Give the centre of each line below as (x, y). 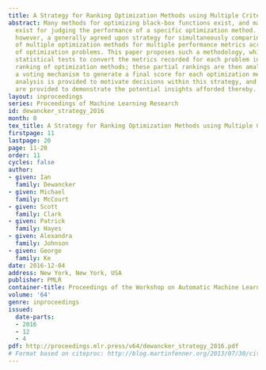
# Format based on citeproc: (56, 354)
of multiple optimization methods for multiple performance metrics (131, 45)
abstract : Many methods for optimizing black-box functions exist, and (129, 23)
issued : (21, 309)
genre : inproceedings (44, 302)
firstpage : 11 (32, 133)
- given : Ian (30, 177)
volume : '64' (30, 295)
